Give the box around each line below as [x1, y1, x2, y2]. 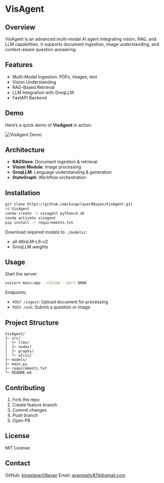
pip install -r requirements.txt [5, 220, 74, 225]
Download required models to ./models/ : [5, 229, 87, 235]
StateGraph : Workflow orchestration [12, 175, 86, 181]
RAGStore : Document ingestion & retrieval [12, 159, 98, 165]
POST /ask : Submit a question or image [12, 304, 90, 310]
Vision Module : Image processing [12, 164, 82, 170]
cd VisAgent [5, 207, 29, 211]
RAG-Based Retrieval [12, 84, 55, 90]
